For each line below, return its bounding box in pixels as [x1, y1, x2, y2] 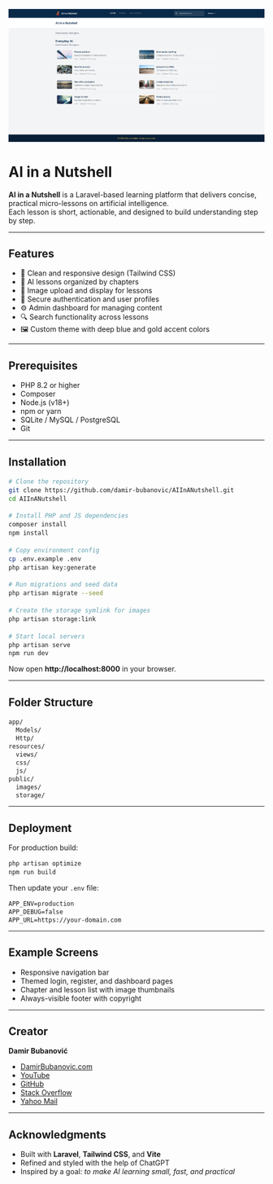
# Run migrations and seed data [8, 580, 118, 589]
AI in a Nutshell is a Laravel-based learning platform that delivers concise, [8, 189, 258, 200]
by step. [8, 215, 36, 225]
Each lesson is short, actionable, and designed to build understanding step [8, 207, 258, 217]
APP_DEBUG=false [8, 908, 63, 916]
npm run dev [8, 649, 49, 658]
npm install [8, 529, 49, 538]
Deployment [8, 821, 72, 835]
